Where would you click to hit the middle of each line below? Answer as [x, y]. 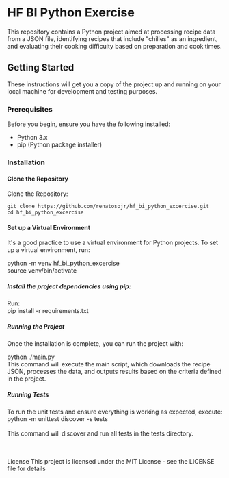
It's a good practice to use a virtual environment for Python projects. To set [113, 243]
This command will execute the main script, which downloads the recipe [109, 364]
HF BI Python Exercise [71, 13]
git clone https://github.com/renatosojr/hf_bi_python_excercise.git [108, 207]
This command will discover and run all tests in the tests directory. [100, 433]
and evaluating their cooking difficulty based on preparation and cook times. [114, 46]
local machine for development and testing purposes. [82, 91]
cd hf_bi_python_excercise [45, 213]
